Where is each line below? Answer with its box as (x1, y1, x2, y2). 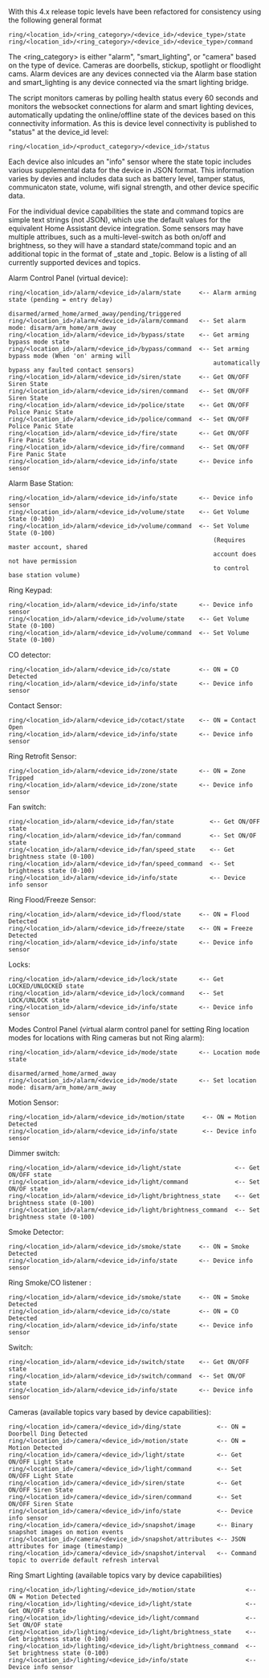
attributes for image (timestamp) (8, 1542, 124, 1550)
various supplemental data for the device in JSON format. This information (8, 165, 255, 175)
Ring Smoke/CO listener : (8, 1278, 92, 1287)
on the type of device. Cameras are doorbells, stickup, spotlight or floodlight (8, 60, 261, 70)
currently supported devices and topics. (8, 258, 141, 267)
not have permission (8, 557, 78, 565)
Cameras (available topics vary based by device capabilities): (8, 1407, 211, 1416)
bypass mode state (8, 338, 70, 346)
